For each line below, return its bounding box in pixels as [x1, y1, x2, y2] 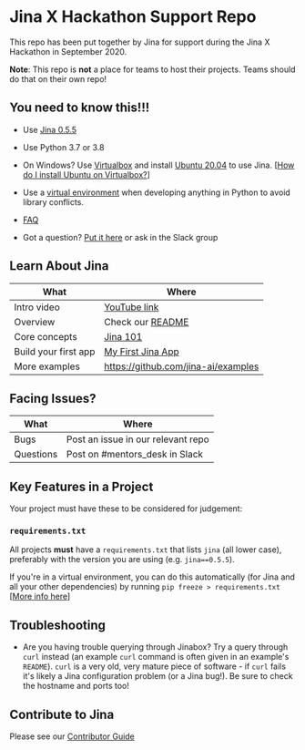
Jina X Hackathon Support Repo [9, 6, 257, 27]
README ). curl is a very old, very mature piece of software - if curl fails [22, 661, 287, 672]
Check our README [104, 315, 189, 328]
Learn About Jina [9, 258, 109, 274]
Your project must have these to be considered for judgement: [9, 503, 243, 514]
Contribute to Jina [9, 706, 115, 722]
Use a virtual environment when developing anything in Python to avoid [22, 187, 291, 198]
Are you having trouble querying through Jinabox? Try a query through [22, 642, 289, 652]
